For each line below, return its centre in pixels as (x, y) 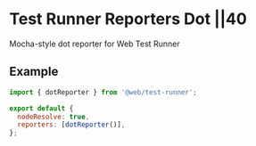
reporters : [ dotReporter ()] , (71, 125)
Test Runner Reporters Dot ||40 (128, 19)
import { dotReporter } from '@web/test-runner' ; (103, 92)
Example (34, 72)
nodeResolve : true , (54, 117)
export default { (41, 108)
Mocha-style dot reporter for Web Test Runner (95, 44)
